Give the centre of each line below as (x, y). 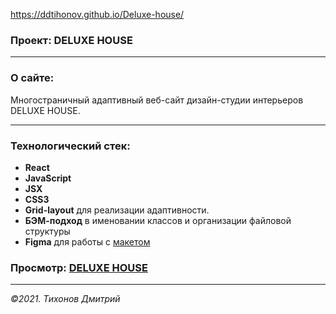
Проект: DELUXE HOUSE (71, 40)
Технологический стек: (70, 146)
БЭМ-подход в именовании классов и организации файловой (158, 220)
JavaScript (48, 178)
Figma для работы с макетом (87, 241)
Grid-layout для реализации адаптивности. (117, 210)
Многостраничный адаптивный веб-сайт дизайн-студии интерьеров (157, 100)
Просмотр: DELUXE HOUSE (79, 267)
